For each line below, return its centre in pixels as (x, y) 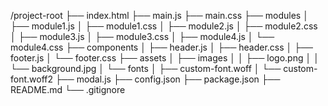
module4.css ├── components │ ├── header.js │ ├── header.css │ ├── (162, 47)
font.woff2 (32, 79)
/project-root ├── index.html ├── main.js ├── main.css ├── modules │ (159, 15)
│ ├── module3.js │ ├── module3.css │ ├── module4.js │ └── (142, 36)
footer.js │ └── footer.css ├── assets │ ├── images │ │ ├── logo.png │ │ (165, 58)
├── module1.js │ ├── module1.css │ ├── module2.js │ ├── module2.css (164, 26)
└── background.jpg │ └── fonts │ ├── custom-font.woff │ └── (146, 68)
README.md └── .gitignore (68, 89)
